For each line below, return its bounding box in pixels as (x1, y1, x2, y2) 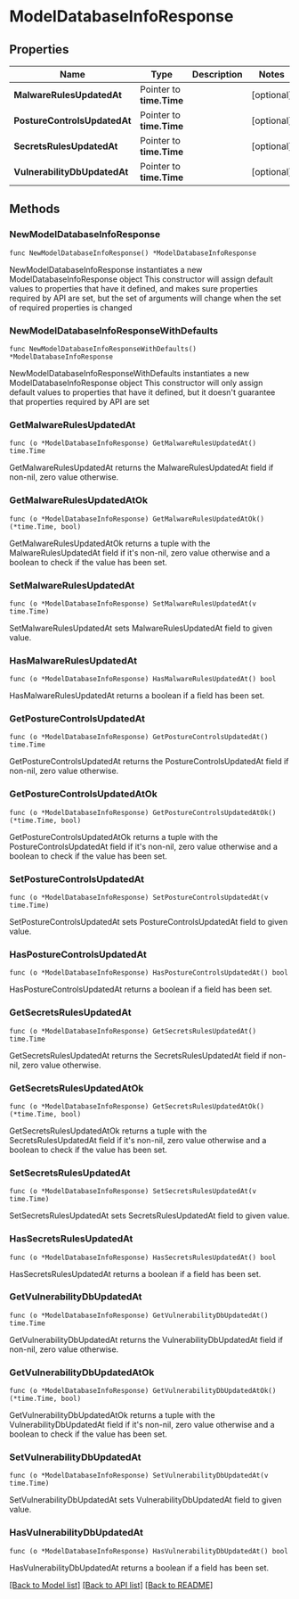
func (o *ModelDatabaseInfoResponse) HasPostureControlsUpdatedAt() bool (9, 968, 289, 977)
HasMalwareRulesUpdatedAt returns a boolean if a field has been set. (9, 690, 265, 701)
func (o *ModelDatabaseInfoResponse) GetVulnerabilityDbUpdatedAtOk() (9, 1387, 277, 1396)
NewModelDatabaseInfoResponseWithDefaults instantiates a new (9, 367, 250, 378)
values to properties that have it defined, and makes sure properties (9, 283, 258, 293)
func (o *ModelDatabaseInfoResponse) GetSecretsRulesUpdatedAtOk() (9, 1101, 265, 1111)
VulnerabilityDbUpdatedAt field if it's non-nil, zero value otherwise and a (9, 1420, 275, 1430)
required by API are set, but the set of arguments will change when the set (9, 293, 282, 303)
